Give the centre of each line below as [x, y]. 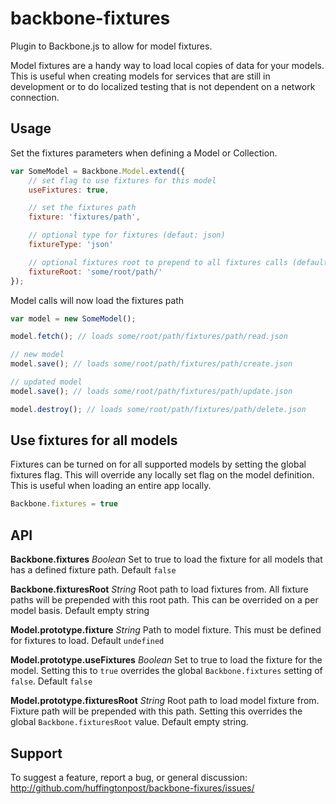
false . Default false [51, 681]
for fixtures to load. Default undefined [87, 641]
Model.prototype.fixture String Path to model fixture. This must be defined [166, 630]
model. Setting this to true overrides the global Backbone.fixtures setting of [166, 671]
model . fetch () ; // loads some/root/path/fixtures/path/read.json [149, 337]
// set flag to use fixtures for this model [122, 180]
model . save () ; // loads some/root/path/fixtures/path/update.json [151, 391]
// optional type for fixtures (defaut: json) [127, 235]
